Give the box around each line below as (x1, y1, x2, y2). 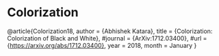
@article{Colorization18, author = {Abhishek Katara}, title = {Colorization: (7, 27, 213, 35)
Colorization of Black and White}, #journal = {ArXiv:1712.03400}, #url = (7, 34, 207, 42)
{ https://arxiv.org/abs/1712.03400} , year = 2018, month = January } (7, 41, 197, 49)
